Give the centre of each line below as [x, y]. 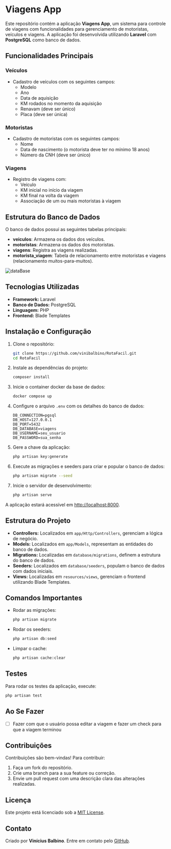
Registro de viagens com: [39, 179]
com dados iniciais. [33, 571]
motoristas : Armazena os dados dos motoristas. [64, 245]
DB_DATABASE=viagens [34, 429]
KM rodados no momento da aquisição [61, 103]
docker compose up [32, 396]
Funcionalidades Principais [49, 56]
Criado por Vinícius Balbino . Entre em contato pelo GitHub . [68, 841]
